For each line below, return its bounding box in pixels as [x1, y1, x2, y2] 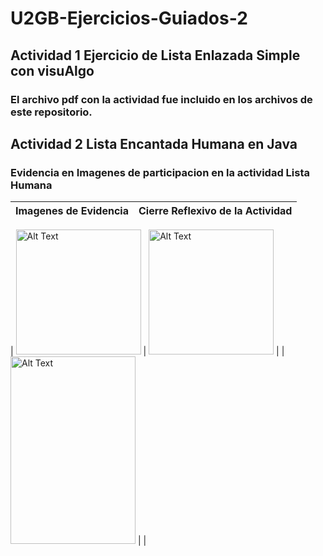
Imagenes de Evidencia [15, 204, 129, 218]
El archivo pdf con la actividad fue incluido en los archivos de [10, 92, 313, 106]
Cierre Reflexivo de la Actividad [138, 204, 293, 218]
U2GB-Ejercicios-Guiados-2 [10, 7, 248, 30]
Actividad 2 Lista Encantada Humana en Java [10, 135, 298, 152]
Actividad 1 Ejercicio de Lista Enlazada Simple [10, 47, 301, 64]
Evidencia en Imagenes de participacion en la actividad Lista [10, 165, 311, 179]
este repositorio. [10, 105, 93, 119]
